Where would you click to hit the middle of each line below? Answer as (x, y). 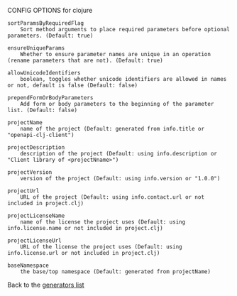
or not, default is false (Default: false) (73, 85)
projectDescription (36, 148)
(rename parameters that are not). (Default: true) (85, 60)
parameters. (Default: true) (50, 35)
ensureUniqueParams (36, 48)
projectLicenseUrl (34, 241)
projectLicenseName (36, 216)
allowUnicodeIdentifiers (44, 73)
